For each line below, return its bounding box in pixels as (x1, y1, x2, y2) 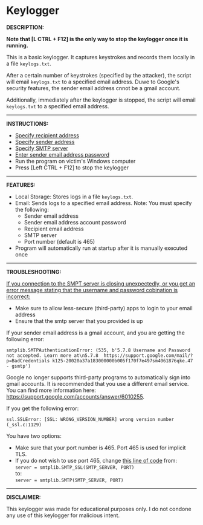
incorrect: (6, 293, 31, 300)
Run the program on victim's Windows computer (14, 157, 136, 165)
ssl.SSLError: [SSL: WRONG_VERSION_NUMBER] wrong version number (6, 416, 174, 422)
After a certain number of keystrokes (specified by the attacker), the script (6, 71, 192, 79)
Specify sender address (14, 138, 75, 145)
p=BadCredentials (6, 357, 50, 364)
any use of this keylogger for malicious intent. (6, 512, 120, 519)
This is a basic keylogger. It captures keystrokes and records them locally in (6, 53, 195, 60)
